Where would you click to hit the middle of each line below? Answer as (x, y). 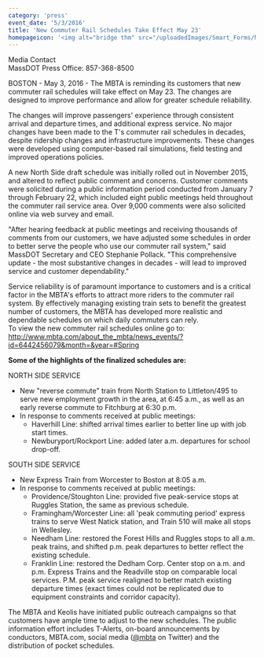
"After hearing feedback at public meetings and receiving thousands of (123, 230)
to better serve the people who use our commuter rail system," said (117, 246)
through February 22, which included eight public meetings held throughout (131, 198)
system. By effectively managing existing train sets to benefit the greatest (127, 303)
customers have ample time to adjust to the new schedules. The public (123, 621)
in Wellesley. (51, 530)
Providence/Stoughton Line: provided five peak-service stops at (135, 497)
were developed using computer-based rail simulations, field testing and (125, 149)
